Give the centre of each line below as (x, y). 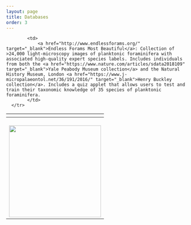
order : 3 (17, 22)
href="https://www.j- (101, 75)
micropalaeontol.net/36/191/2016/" (50, 80)
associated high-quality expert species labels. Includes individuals (94, 59)
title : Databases (27, 17)
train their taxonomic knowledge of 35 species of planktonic (84, 90)
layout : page (22, 11)
